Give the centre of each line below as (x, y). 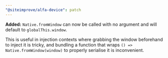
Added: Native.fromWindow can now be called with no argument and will (81, 24)
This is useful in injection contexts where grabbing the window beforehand (84, 39)
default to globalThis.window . (36, 30)
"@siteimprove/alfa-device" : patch (43, 10)
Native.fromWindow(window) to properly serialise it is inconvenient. (75, 50)
